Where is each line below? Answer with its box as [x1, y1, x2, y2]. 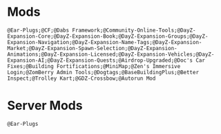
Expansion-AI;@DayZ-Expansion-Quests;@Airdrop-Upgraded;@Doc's [7, 56, 193, 64]
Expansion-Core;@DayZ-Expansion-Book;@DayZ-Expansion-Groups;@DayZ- [7, 32, 209, 40]
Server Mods [7, 98, 83, 113]
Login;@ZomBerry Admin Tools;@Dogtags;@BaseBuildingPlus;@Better [7, 69, 199, 76]
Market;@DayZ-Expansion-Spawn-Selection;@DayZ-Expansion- [7, 45, 177, 52]
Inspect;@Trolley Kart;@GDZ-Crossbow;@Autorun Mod [7, 75, 156, 82]
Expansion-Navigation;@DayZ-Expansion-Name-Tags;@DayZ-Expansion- [7, 38, 202, 45]
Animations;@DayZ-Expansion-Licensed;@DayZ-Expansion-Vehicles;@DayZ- [7, 51, 215, 58]
